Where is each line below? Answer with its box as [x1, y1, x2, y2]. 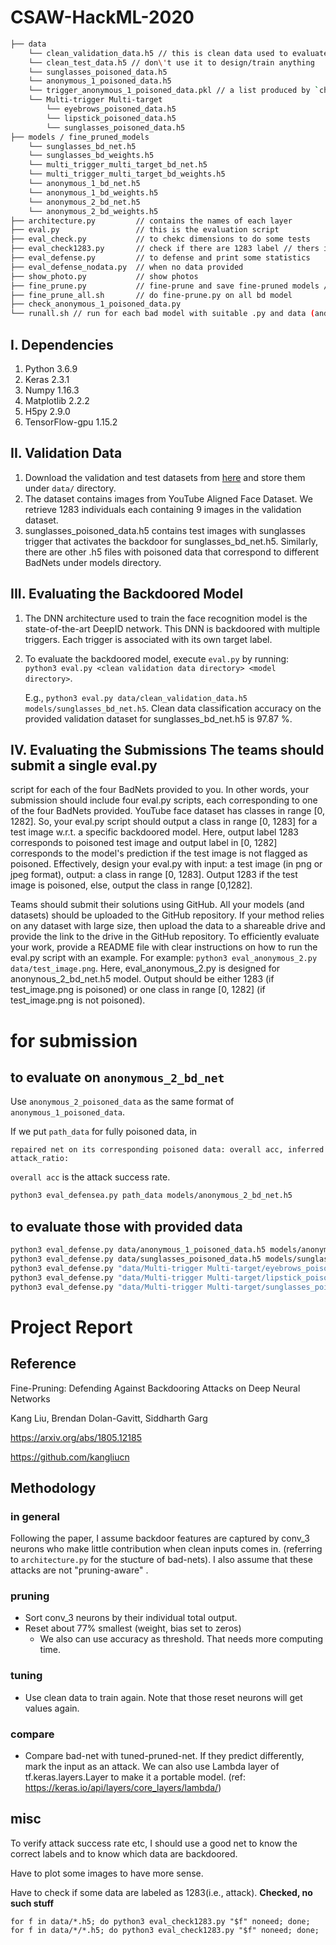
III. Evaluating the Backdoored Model [10, 586, 244, 603]
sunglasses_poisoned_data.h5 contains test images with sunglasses [24, 524, 306, 536]
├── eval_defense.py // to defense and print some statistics [10, 253, 311, 263]
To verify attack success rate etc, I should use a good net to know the [10, 1837, 298, 1849]
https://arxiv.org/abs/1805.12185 [10, 1431, 142, 1443]
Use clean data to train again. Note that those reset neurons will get [24, 1691, 303, 1703]
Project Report [10, 1316, 133, 1338]
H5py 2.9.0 [24, 406, 71, 417]
